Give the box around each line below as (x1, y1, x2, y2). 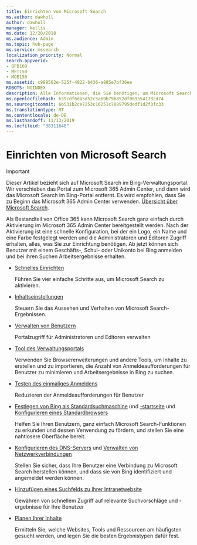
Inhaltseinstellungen (14, 293, 63, 300)
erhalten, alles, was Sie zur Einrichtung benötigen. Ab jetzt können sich (6, 240, 178, 247)
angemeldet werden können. (14, 474, 84, 481)
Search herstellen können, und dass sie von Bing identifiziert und (14, 468, 172, 475)
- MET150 (6, 69, 28, 75)
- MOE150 (6, 74, 28, 80)
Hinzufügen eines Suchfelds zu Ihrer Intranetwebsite (14, 485, 142, 493)
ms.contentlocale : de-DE (6, 112, 67, 118)
